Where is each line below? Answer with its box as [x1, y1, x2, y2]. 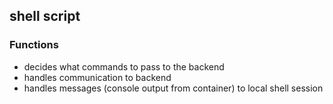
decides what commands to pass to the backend [23, 60, 225, 73]
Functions [9, 38, 59, 52]
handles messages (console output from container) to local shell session [23, 82, 324, 94]
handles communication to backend [23, 71, 172, 83]
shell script [9, 8, 81, 25]
